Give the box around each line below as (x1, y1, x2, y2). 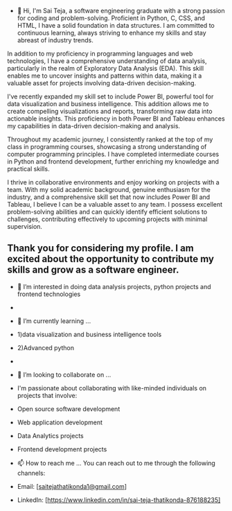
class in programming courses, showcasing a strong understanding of (7, 143, 207, 150)
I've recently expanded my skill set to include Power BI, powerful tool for (7, 92, 214, 101)
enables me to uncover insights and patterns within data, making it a (7, 71, 202, 80)
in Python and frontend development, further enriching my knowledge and (7, 157, 220, 166)
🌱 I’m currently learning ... (17, 316, 91, 325)
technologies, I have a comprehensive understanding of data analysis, (7, 57, 207, 65)
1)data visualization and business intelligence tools (17, 330, 162, 338)
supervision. (7, 223, 43, 230)
